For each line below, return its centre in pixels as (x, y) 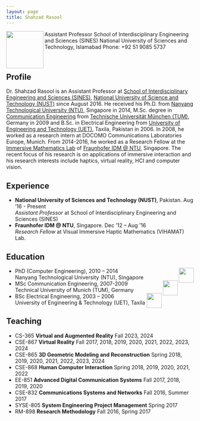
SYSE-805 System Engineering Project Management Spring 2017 (96, 405)
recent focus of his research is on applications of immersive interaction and (99, 155)
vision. (14, 167)
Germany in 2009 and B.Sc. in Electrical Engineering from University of (93, 123)
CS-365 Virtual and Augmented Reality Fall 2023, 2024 (84, 335)
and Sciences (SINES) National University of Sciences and (116, 40)
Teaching (24, 321)
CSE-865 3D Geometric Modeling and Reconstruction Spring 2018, (99, 354)
